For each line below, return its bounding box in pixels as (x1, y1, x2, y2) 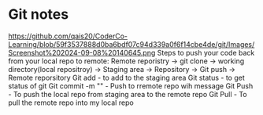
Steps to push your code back (157, 48, 255, 57)
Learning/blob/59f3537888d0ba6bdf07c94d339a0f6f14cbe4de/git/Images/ (8, 39, 255, 49)
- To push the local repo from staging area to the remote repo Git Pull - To (8, 89, 248, 99)
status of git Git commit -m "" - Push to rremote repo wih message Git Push (8, 81, 254, 91)
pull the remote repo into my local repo (8, 98, 134, 107)
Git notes (8, 5, 69, 23)
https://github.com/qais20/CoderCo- (8, 31, 128, 41)
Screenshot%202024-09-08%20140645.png (8, 48, 156, 57)
